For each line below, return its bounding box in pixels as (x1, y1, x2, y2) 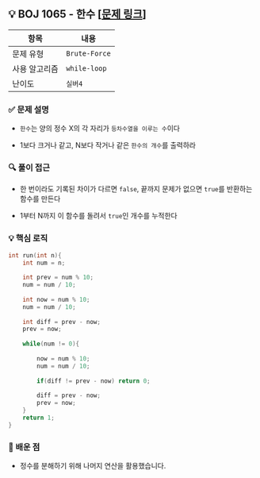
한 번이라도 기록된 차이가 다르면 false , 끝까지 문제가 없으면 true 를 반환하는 (19, 184, 253, 194)
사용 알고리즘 (12, 63, 59, 74)
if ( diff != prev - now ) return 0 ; (36, 376, 151, 385)
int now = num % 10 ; (22, 295, 90, 303)
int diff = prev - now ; (22, 318, 101, 326)
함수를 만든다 (19, 194, 61, 204)
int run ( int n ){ (8, 251, 62, 260)
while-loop (66, 64, 107, 73)
